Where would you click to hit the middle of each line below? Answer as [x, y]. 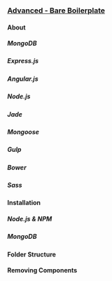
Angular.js [23, 79]
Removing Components [42, 270]
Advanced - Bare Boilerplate [56, 11]
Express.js [23, 61]
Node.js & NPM [30, 219]
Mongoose [23, 131]
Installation [24, 203]
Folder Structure [31, 254]
